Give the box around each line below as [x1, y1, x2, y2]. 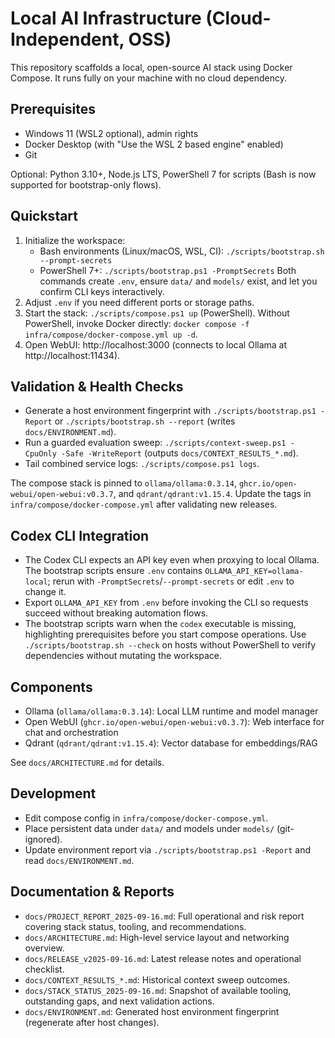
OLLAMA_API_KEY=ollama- [204, 567, 304, 577]
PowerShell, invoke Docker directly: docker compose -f [24, 317, 250, 329]
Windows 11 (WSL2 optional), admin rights [24, 127, 199, 139]
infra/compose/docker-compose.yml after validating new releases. [10, 498, 278, 511]
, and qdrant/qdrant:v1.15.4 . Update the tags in [113, 488, 312, 500]
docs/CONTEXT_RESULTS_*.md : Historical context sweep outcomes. [24, 973, 291, 986]
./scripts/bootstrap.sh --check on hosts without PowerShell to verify [24, 639, 316, 651]
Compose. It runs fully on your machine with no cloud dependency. [10, 72, 287, 84]
